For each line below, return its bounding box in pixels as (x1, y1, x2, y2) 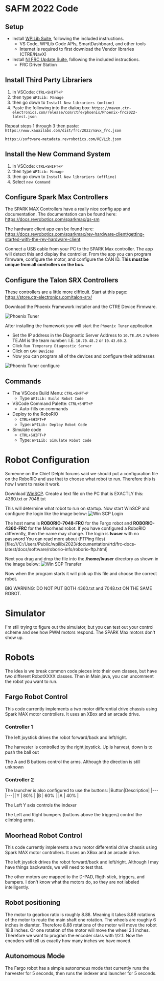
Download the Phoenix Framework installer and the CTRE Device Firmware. (5, 304, 157, 310)
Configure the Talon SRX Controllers (5, 276, 118, 284)
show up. (5, 634, 24, 640)
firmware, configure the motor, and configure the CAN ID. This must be (5, 256, 149, 262)
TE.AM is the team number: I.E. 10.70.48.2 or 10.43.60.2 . (12, 337, 128, 343)
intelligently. (5, 884, 29, 890)
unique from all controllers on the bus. (5, 262, 85, 268)
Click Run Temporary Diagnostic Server (12, 343, 92, 349)
